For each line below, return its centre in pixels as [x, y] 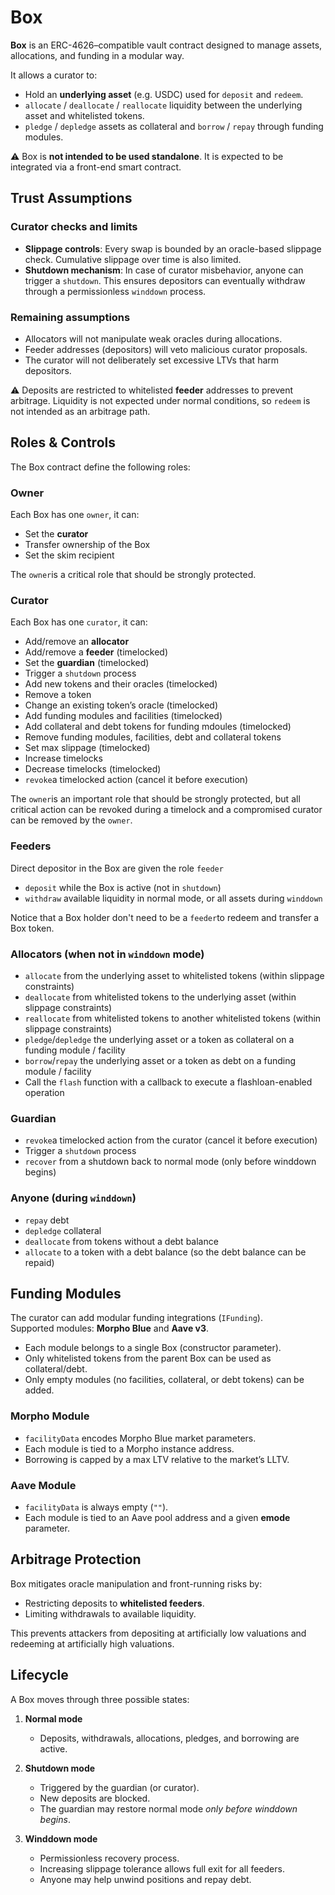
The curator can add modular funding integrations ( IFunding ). [136, 1318]
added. [39, 1390]
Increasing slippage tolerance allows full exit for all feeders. [162, 1868]
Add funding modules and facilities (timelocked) [123, 716]
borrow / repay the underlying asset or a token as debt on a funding [160, 1060]
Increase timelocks [63, 758]
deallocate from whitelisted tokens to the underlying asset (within [160, 997]
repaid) [39, 1262]
